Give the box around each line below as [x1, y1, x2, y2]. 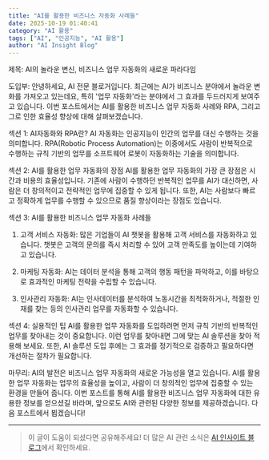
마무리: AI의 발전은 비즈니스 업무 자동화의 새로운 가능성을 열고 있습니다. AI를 [8, 368, 246, 377]
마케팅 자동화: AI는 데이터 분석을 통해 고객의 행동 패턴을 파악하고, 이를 [19, 267, 239, 276]
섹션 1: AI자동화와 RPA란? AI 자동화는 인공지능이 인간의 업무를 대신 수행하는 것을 [8, 129, 259, 139]
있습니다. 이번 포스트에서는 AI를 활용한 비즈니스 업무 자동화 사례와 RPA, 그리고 [16, 102, 261, 111]
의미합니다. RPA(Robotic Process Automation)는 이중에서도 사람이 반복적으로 [8, 139, 254, 148]
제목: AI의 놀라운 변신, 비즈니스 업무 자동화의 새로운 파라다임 [8, 65, 196, 75]
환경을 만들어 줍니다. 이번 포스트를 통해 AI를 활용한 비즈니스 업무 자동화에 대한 [8, 388, 252, 397]
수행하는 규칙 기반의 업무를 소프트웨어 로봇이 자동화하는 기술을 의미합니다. [8, 149, 239, 159]
